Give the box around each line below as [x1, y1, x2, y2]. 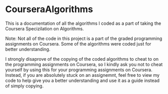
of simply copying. [5, 82, 44, 89]
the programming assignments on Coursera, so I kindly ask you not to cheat [5, 61, 163, 67]
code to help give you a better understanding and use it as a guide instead [5, 77, 160, 83]
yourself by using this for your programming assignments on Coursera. [5, 67, 153, 73]
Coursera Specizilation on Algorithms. [5, 25, 84, 31]
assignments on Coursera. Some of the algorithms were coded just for [5, 40, 151, 46]
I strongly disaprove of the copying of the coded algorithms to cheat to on [5, 56, 159, 62]
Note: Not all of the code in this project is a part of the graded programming [5, 35, 162, 41]
